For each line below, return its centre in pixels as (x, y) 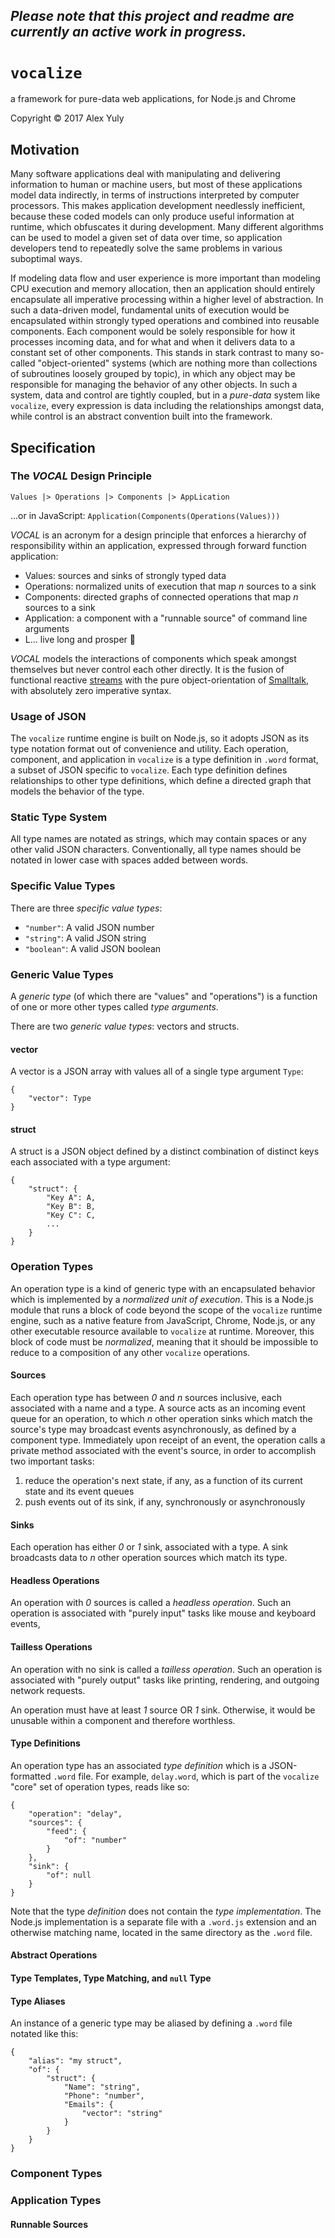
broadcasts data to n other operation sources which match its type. (149, 1558)
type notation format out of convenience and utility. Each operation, (149, 749)
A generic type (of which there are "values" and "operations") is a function (164, 996)
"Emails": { (88, 2105)
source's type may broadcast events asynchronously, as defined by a (153, 1429)
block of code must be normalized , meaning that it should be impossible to (164, 1341)
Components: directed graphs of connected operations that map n (161, 596)
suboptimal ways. (46, 259)
